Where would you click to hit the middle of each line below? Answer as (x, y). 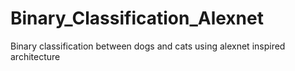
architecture (35, 56)
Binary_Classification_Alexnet (137, 18)
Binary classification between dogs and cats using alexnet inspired (148, 46)
